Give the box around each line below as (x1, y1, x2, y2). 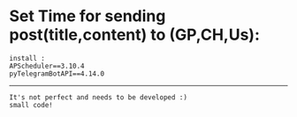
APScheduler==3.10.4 (9, 62, 86, 70)
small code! (9, 100, 53, 109)
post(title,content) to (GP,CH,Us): (9, 25, 261, 45)
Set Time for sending (9, 6, 166, 26)
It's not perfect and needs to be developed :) (9, 92, 188, 102)
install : (9, 54, 46, 62)
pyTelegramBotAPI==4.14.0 (9, 69, 104, 78)
